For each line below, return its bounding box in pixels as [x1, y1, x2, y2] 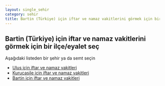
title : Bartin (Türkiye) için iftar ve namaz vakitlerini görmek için [5, 16, 153, 21]
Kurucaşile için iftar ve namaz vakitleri [12, 70, 89, 76]
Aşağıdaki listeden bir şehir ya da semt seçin [5, 55, 96, 61]
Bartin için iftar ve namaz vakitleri [12, 75, 80, 81]
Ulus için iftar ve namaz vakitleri [12, 65, 77, 71]
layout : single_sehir [5, 7, 50, 12]
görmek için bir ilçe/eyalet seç [5, 42, 100, 51]
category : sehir [5, 12, 38, 17]
